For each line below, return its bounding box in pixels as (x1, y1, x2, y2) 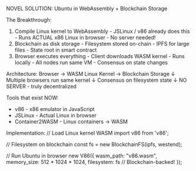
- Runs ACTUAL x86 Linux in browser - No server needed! (14, 34, 156, 41)
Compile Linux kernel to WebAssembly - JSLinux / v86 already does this (14, 28, 190, 35)
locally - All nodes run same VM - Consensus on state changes (14, 59, 168, 66)
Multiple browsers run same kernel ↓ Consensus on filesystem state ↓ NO (6, 76, 187, 83)
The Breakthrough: (6, 16, 52, 23)
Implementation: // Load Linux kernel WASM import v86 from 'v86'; (6, 129, 169, 136)
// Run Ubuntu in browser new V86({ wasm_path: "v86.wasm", (6, 152, 157, 159)
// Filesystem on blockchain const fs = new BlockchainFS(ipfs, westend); (6, 141, 182, 147)
